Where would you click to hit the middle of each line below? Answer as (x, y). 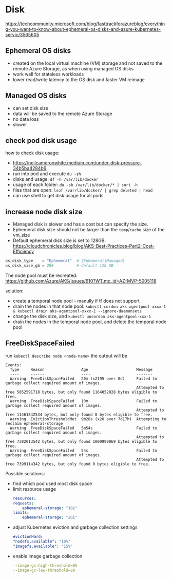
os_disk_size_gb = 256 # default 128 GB (60, 266)
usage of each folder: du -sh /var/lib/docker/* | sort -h (75, 185)
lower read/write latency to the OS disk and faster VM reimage (79, 79)
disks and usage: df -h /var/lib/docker (55, 179)
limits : (21, 513)
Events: (14, 365)
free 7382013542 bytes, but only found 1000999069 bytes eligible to (81, 441)
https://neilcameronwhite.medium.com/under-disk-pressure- (77, 163)
